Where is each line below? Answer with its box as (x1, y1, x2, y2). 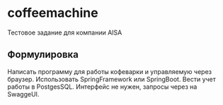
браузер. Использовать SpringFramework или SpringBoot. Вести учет (7, 75, 216, 83)
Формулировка (7, 49, 79, 61)
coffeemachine (7, 5, 98, 21)
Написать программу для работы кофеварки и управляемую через (7, 67, 212, 75)
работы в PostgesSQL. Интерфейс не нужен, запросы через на (7, 82, 198, 91)
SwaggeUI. (7, 89, 40, 98)
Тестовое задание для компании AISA (7, 28, 122, 37)
